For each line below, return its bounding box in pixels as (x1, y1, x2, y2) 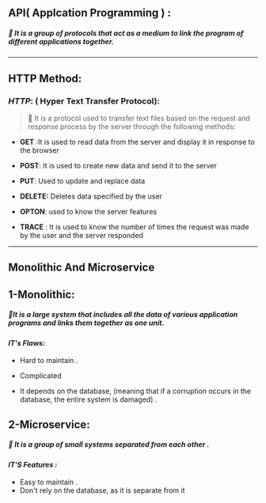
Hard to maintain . (19, 356, 78, 365)
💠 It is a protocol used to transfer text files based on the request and (27, 114, 251, 123)
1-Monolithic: (8, 288, 75, 301)
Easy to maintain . (19, 478, 78, 487)
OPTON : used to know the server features (19, 207, 157, 217)
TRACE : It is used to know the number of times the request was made (19, 222, 249, 232)
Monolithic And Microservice (8, 261, 155, 274)
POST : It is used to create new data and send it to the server (19, 161, 218, 171)
